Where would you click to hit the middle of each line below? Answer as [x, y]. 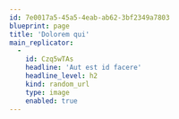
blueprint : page [39, 26]
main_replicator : [42, 42]
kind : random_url [58, 84]
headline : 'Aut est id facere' [84, 68]
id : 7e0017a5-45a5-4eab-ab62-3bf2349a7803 [89, 17]
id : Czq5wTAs [50, 59]
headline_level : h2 [62, 76]
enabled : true [51, 101]
